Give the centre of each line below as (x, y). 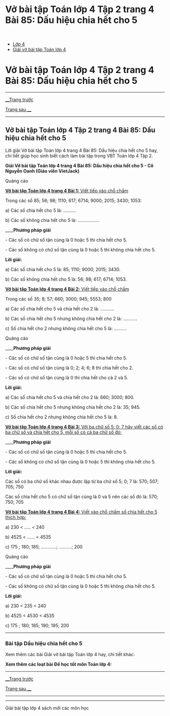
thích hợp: (16, 517)
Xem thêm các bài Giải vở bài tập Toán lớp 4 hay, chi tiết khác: (70, 654)
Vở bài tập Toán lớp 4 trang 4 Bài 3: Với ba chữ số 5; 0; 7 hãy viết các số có (84, 427)
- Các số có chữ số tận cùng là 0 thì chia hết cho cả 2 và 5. (67, 377)
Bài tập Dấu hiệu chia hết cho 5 (44, 643)
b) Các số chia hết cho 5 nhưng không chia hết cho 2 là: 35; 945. (73, 407)
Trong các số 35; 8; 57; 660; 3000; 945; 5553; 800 (58, 299)
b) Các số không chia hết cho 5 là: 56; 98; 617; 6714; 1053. (66, 279)
